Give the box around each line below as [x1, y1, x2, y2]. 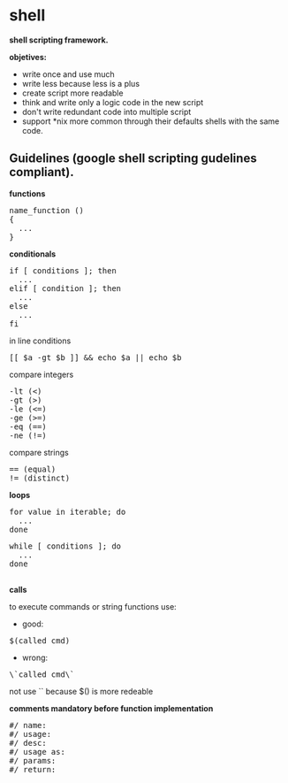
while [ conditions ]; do [9, 541, 122, 551]
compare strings [9, 447, 69, 457]
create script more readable [21, 88, 124, 98]
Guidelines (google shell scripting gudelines [9, 151, 258, 166]
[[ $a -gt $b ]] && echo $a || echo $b [9, 352, 182, 363]
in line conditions [9, 335, 72, 346]
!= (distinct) [9, 472, 71, 483]
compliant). [9, 165, 74, 180]
